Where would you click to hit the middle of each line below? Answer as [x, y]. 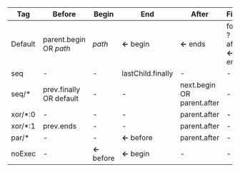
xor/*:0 [23, 115]
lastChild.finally [147, 73]
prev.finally [61, 90]
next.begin [197, 85]
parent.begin [64, 40]
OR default [60, 98]
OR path [56, 48]
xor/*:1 [23, 126]
